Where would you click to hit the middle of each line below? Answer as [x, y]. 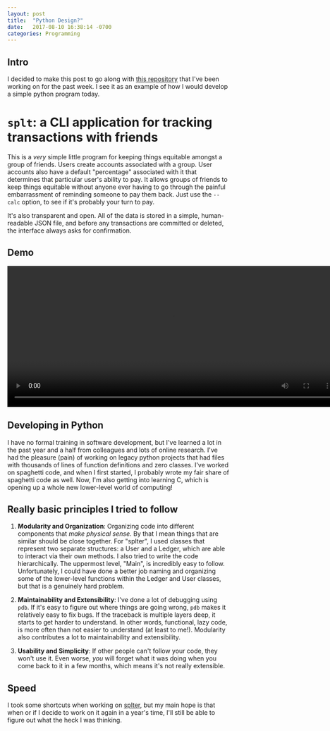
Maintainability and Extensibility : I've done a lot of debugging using [117, 600]
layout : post [26, 14]
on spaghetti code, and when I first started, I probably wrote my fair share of [118, 472]
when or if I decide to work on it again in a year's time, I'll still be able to [111, 713]
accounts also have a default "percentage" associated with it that [102, 172]
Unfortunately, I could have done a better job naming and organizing [117, 571]
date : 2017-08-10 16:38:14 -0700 [60, 27]
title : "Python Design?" [45, 20]
